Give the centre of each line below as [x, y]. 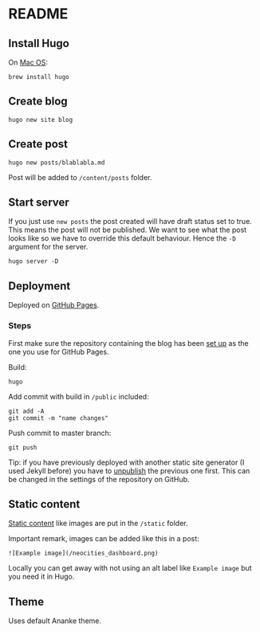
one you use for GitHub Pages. [59, 351]
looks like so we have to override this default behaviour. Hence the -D [122, 238]
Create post [38, 144]
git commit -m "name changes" [59, 418]
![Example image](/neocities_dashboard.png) [83, 553]
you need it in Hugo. [41, 577]
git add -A [26, 411]
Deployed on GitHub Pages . [54, 305]
